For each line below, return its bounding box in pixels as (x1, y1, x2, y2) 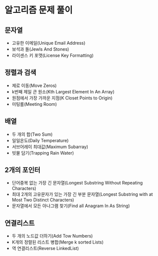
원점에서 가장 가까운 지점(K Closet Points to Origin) (11, 95, 113, 101)
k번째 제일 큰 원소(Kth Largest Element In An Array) (11, 88, 115, 94)
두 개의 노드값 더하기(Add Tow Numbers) (11, 233, 93, 239)
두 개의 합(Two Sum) (11, 131, 53, 137)
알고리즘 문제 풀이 (4, 4, 73, 16)
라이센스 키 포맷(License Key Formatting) (11, 53, 94, 58)
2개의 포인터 (4, 166, 41, 174)
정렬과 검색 (4, 68, 37, 77)
